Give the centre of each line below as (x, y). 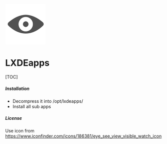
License (14, 118)
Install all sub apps (32, 106)
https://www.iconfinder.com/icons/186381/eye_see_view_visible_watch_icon (83, 136)
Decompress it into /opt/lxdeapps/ (48, 101)
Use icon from (20, 130)
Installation (17, 88)
